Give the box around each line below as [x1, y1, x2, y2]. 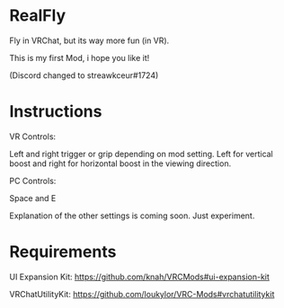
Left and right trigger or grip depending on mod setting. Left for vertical [9, 148, 274, 159]
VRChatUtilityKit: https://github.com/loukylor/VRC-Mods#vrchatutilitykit [9, 288, 275, 299]
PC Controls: [9, 175, 57, 186]
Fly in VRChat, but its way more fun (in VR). [9, 35, 170, 46]
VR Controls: [9, 131, 57, 142]
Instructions [9, 101, 102, 122]
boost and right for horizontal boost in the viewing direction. [9, 158, 232, 169]
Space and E [9, 192, 57, 203]
